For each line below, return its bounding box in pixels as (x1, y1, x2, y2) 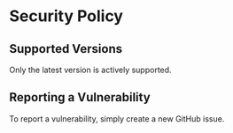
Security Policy (9, 6, 124, 26)
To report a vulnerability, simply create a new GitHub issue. (9, 113, 225, 124)
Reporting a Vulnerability (9, 90, 151, 105)
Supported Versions (9, 41, 122, 56)
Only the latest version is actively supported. (9, 64, 172, 75)
